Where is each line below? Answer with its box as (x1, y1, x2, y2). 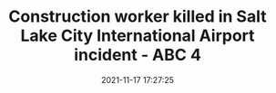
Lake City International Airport (20, 25, 255, 46)
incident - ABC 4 (74, 45, 201, 65)
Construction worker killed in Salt (8, 6, 267, 27)
